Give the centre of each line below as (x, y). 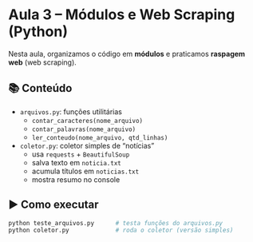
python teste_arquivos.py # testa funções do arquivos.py (116, 223)
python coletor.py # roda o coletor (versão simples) (121, 230)
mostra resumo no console (76, 179)
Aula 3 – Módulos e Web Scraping (122, 15)
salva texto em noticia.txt (76, 162)
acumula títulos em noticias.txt (85, 171)
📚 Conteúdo (40, 88)
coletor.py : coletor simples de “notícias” (87, 145)
